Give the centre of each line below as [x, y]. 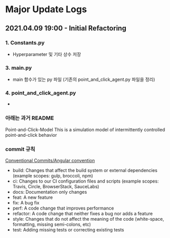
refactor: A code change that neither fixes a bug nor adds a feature [83, 214]
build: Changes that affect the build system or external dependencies [85, 170]
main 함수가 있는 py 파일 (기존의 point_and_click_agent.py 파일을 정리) [84, 79]
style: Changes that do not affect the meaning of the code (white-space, [88, 219]
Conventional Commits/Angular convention [50, 161]
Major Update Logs [46, 9]
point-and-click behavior [31, 135]
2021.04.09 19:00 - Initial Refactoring [66, 28]
